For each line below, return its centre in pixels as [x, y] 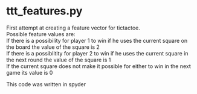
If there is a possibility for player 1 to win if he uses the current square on [97, 40]
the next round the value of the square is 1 [59, 60]
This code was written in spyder [46, 84]
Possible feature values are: [41, 34]
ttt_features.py [44, 11]
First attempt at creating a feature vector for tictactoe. [73, 28]
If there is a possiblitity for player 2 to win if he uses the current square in [97, 53]
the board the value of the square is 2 [53, 47]
